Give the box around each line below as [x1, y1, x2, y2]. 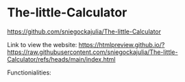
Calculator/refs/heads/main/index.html [7, 55, 116, 63]
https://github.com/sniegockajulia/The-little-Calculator [7, 27, 162, 36]
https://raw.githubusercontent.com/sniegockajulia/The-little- [7, 48, 178, 56]
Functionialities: [7, 68, 51, 77]
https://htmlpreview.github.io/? [78, 40, 165, 49]
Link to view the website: [7, 40, 77, 49]
